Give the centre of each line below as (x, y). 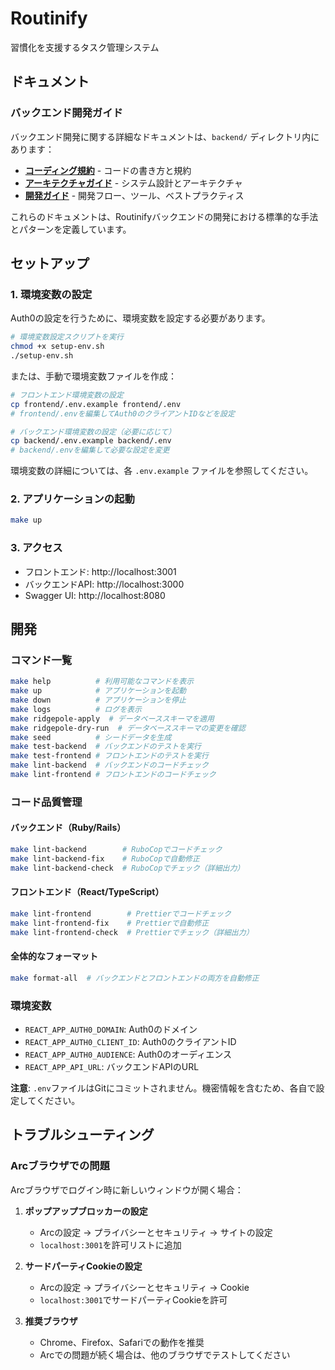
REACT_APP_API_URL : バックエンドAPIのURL (112, 1066)
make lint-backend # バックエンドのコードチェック (109, 765)
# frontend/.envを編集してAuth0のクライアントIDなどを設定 (122, 413)
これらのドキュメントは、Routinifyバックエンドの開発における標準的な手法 (164, 216)
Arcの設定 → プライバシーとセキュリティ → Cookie (144, 1287)
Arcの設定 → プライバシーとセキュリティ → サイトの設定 (156, 1232)
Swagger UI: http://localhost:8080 (95, 595)
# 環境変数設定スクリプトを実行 (67, 337)
